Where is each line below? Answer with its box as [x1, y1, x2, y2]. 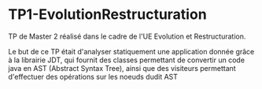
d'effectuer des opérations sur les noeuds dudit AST [8, 72, 179, 81]
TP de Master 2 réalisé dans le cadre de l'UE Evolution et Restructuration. [8, 32, 246, 41]
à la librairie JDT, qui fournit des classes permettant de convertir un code [8, 55, 245, 65]
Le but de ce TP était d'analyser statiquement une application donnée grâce [8, 46, 255, 56]
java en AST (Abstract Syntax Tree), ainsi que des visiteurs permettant [8, 63, 236, 72]
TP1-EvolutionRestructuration [8, 6, 207, 24]
